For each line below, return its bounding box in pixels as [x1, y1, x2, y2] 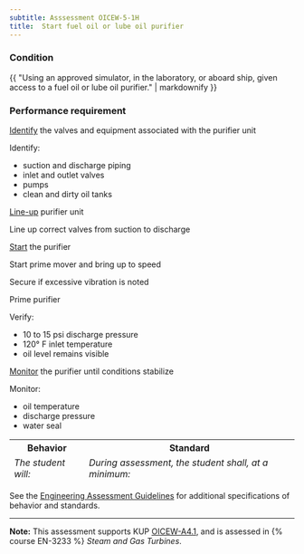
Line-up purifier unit [9, 206, 84, 217]
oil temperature [22, 401, 80, 412]
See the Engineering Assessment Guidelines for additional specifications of [9, 491, 290, 501]
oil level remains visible [22, 349, 109, 359]
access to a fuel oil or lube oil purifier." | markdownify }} [9, 81, 217, 92]
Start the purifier [9, 242, 71, 253]
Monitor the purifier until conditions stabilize [9, 366, 175, 377]
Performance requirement [9, 104, 127, 117]
